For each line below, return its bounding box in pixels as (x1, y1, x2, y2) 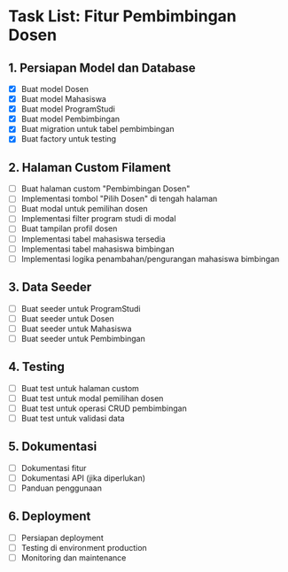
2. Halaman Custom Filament (8, 159, 171, 174)
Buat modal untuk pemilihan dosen (20, 204, 148, 214)
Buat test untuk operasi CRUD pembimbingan (20, 403, 187, 414)
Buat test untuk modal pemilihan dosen (20, 392, 164, 404)
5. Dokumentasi (8, 439, 97, 454)
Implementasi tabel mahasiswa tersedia (20, 233, 166, 244)
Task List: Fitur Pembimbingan (8, 6, 237, 27)
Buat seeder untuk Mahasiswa (20, 323, 132, 334)
